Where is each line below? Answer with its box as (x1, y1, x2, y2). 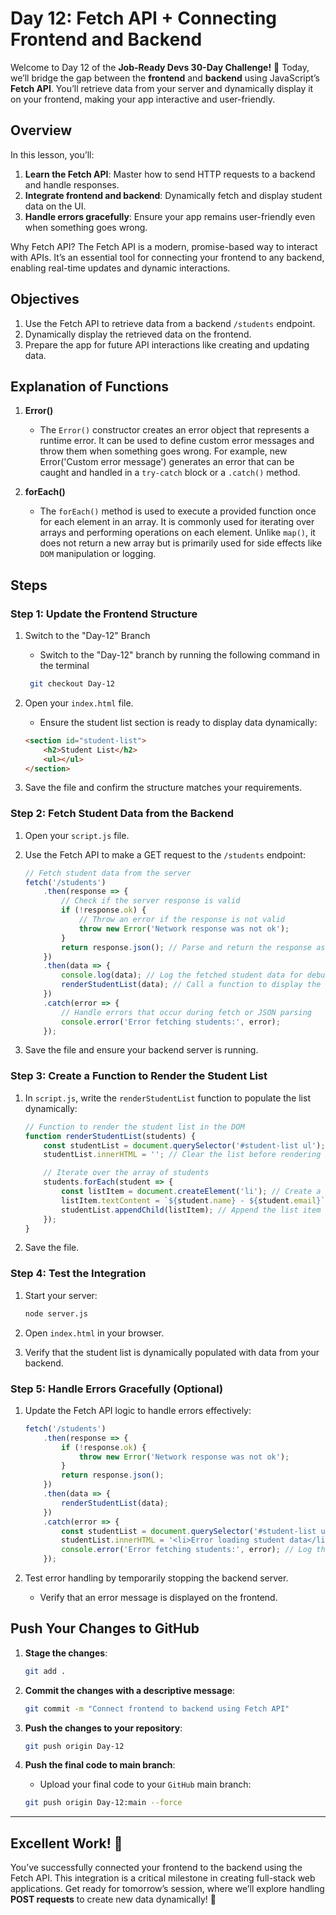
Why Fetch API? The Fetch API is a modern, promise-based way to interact (10, 240, 318, 252)
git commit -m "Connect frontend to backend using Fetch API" (24, 1703, 290, 1714)
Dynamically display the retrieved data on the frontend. (24, 328, 252, 340)
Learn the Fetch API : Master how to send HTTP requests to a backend (24, 168, 316, 180)
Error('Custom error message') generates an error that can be (39, 456, 295, 468)
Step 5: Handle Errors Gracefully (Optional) (10, 1382, 224, 1396)
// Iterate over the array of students (43, 1168, 210, 1178)
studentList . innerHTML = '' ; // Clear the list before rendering (43, 1150, 322, 1160)
